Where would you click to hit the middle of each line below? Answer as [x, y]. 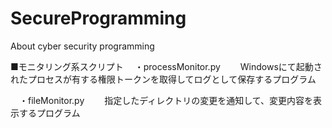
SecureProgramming [98, 18]
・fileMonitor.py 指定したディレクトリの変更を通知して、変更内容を [166, 100]
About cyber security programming [82, 46]
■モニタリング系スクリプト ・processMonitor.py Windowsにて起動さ [166, 66]
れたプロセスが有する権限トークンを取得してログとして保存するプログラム [163, 79]
